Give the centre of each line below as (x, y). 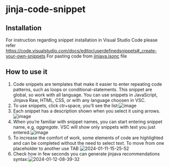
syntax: (21, 159)
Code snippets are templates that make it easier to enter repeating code (88, 84)
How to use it (27, 72)
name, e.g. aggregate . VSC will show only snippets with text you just (84, 127)
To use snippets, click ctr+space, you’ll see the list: (66, 105)
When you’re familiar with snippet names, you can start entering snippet (88, 122)
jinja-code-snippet (46, 9)
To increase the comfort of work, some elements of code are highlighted (88, 138)
